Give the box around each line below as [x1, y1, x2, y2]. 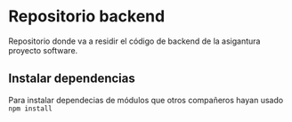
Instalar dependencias [8, 71, 135, 86]
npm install [8, 104, 53, 113]
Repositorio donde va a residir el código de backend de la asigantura [8, 36, 261, 46]
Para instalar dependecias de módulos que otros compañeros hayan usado [8, 94, 284, 105]
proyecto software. [8, 45, 78, 55]
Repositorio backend [8, 6, 166, 27]
